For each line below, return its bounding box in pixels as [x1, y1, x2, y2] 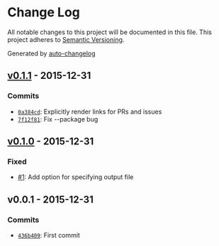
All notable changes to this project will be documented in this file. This [7, 28, 213, 36]
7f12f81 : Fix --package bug [17, 114, 99, 123]
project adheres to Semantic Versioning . [7, 35, 125, 43]
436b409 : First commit [17, 231, 80, 239]
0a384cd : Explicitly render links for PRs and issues [17, 107, 162, 116]
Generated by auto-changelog [7, 49, 96, 58]
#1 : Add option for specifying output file [17, 173, 134, 181]
